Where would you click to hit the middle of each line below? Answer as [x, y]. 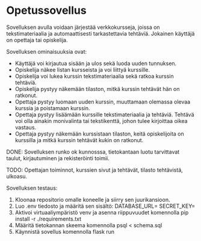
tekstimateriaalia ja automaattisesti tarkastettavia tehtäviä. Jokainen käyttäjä [100, 33]
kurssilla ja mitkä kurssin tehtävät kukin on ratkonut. [79, 140]
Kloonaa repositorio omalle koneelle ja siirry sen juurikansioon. [92, 199]
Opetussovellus [46, 11]
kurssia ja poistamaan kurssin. [52, 108]
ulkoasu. [17, 176]
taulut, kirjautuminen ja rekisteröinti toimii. [58, 158]
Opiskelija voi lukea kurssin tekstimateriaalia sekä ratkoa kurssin [94, 76]
